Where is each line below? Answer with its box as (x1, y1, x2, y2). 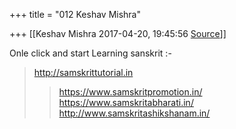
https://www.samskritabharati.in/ (58, 97, 194, 108)
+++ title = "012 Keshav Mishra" (9, 9, 141, 20)
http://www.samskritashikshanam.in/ (58, 107, 211, 119)
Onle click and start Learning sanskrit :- (9, 47, 172, 59)
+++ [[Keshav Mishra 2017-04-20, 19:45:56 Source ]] (9, 28, 227, 39)
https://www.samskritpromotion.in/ (58, 86, 203, 98)
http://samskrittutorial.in (33, 67, 134, 78)
